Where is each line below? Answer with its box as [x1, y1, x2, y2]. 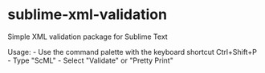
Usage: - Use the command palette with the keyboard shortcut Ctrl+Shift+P [7, 47, 258, 56]
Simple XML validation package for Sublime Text [7, 32, 168, 41]
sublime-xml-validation [7, 6, 168, 24]
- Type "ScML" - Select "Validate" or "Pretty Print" [7, 56, 173, 65]
